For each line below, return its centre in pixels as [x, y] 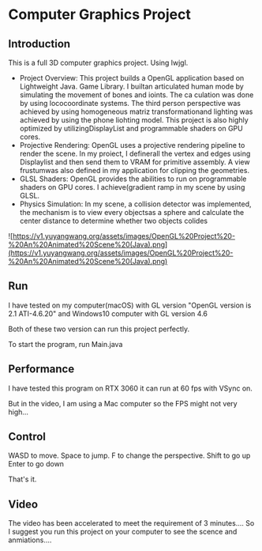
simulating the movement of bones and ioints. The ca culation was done [137, 95]
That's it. [22, 479]
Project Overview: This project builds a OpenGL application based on [132, 78]
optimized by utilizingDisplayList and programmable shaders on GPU [131, 128]
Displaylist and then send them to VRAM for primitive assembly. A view [135, 162]
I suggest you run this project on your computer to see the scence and [123, 532]
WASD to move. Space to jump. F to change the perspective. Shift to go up [129, 455]
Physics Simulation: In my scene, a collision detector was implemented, [135, 204]
